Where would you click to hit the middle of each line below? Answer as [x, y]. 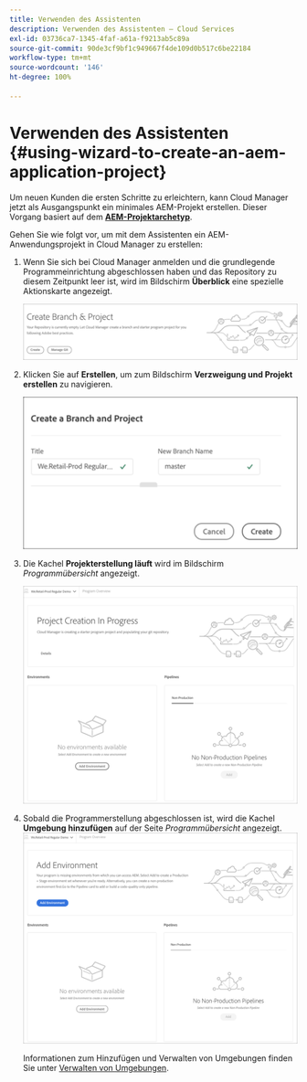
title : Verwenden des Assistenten [75, 19]
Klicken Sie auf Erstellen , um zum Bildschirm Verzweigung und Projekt [158, 375]
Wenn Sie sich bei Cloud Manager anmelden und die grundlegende [149, 261]
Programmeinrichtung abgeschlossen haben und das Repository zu [149, 271]
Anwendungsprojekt [48, 244]
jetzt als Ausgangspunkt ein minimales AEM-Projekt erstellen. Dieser [138, 207]
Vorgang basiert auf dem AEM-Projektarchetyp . [101, 217]
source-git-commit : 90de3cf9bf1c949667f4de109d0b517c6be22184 [130, 48]
